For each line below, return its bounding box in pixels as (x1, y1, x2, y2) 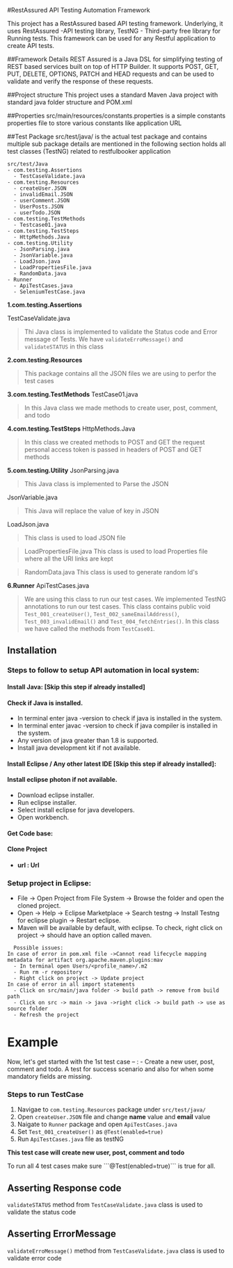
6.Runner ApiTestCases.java (7, 581, 90, 590)
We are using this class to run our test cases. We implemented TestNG (24, 595, 227, 603)
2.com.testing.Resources (7, 356, 83, 364)
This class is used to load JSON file (24, 533, 127, 542)
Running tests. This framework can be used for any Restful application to (7, 34, 216, 42)
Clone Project (7, 845, 47, 853)
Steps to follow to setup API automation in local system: (7, 666, 200, 675)
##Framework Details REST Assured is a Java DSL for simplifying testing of (7, 55, 223, 63)
